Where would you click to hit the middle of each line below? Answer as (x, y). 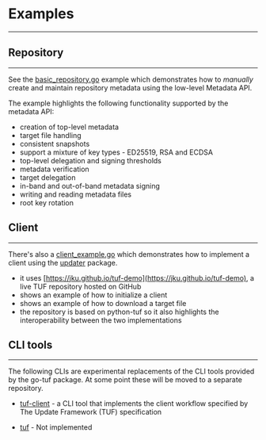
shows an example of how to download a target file (103, 303)
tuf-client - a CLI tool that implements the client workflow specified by (134, 404)
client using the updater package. (63, 262)
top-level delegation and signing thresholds (91, 160)
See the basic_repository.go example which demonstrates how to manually (131, 79)
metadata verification (54, 169)
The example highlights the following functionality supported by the (118, 103)
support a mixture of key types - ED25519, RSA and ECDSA (116, 152)
